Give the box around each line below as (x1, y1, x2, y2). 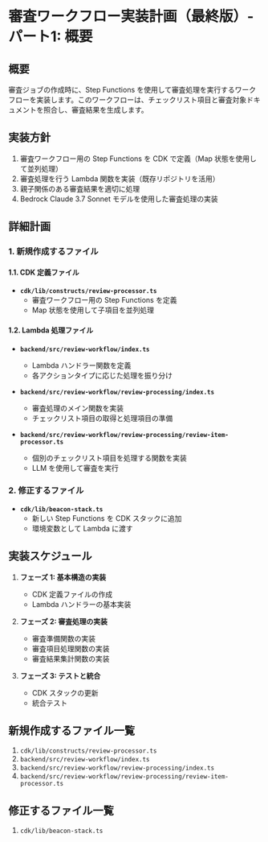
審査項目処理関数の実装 (31, 643, 110, 653)
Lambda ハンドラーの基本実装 (31, 599, 132, 609)
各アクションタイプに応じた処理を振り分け (31, 370, 173, 380)
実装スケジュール (8, 549, 92, 563)
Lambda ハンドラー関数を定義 (31, 360, 132, 370)
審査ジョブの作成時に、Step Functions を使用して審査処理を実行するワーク (8, 85, 257, 94)
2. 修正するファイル (8, 485, 84, 496)
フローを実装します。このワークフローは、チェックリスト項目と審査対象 (8, 95, 247, 105)
